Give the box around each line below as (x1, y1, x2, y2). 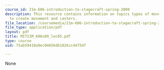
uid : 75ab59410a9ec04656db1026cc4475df (5, 43, 86, 48)
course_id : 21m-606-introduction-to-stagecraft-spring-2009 (5, 7, 130, 12)
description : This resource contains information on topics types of (5, 12, 150, 16)
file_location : (5, 20, 36, 26)
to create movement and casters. (9, 16, 78, 21)
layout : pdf (5, 29, 29, 34)
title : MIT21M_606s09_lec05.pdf (5, 34, 71, 39)
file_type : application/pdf (5, 25, 62, 30)
